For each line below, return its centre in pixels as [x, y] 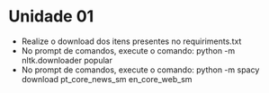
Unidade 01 [51, 17]
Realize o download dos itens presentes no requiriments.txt [131, 41]
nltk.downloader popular [67, 60]
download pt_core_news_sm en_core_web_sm [107, 79]
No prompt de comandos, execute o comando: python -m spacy [140, 70]
